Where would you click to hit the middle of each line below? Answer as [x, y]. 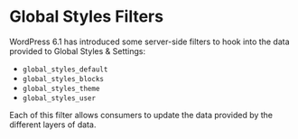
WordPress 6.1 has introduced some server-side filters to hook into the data [150, 42]
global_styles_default [65, 69]
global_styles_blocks [63, 79]
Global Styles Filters [87, 17]
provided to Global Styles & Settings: [78, 51]
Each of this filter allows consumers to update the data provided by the [141, 115]
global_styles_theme [61, 88]
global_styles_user [59, 98]
